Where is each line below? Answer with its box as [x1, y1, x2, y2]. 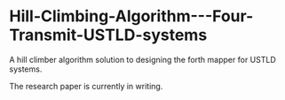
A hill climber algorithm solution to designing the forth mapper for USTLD [9, 54, 277, 65]
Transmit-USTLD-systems [9, 25, 208, 45]
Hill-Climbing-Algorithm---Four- [9, 6, 254, 27]
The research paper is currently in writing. [9, 81, 163, 91]
